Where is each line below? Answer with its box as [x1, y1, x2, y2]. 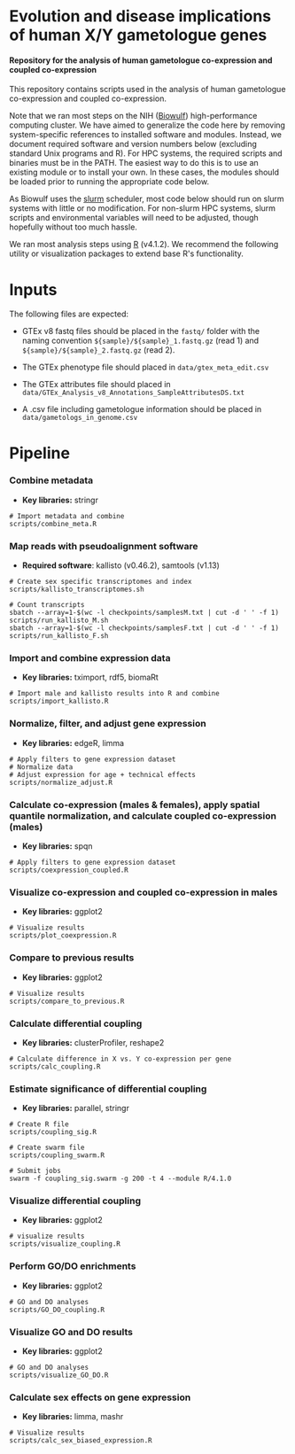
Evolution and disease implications [9, 6, 272, 27]
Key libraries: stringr [21, 494, 99, 505]
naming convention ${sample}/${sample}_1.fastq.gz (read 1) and [21, 335, 260, 346]
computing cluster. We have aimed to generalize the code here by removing [9, 120, 286, 130]
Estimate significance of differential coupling [9, 1083, 207, 1095]
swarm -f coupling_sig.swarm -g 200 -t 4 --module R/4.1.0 [9, 1174, 232, 1184]
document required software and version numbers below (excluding [9, 139, 257, 150]
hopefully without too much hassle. [9, 222, 137, 232]
